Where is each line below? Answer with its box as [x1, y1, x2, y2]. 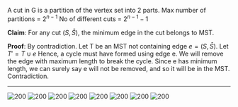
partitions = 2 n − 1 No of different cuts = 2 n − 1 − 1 [7, 13, 149, 23]
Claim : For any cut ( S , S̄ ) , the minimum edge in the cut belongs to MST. [7, 28, 215, 37]
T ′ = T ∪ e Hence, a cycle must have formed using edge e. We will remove [7, 49, 224, 58]
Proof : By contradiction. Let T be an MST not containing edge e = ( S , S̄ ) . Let [7, 42, 229, 50]
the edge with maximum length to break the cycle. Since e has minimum [7, 56, 217, 65]
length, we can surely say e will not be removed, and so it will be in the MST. [7, 64, 230, 73]
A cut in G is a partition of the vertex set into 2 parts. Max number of [7, 6, 207, 14]
